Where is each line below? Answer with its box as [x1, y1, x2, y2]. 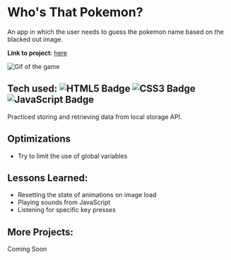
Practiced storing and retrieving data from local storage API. [7, 112, 182, 120]
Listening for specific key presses [17, 206, 117, 214]
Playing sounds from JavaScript [17, 198, 111, 206]
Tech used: [7, 82, 58, 95]
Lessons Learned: [7, 172, 88, 184]
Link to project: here [7, 49, 68, 57]
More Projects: [7, 226, 74, 238]
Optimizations [7, 133, 71, 145]
